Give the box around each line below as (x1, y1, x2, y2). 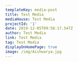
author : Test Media (5, 30, 46, 35)
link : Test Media (5, 35, 42, 40)
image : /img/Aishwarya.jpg (5, 49, 62, 54)
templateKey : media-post (5, 7, 57, 12)
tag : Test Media (5, 40, 39, 45)
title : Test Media (5, 12, 44, 17)
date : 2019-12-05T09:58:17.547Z (5, 26, 73, 31)
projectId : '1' (5, 21, 37, 26)
